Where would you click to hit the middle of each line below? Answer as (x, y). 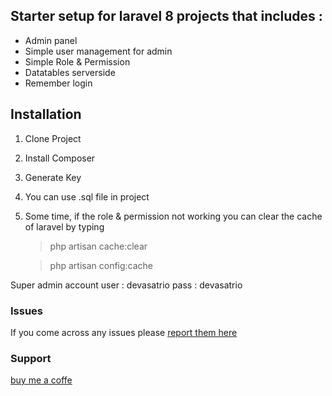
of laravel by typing (64, 226)
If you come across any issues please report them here (124, 332)
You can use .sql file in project (87, 196)
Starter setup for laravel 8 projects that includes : (166, 16)
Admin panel (51, 40)
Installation (46, 114)
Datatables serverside (70, 72)
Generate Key (53, 177)
